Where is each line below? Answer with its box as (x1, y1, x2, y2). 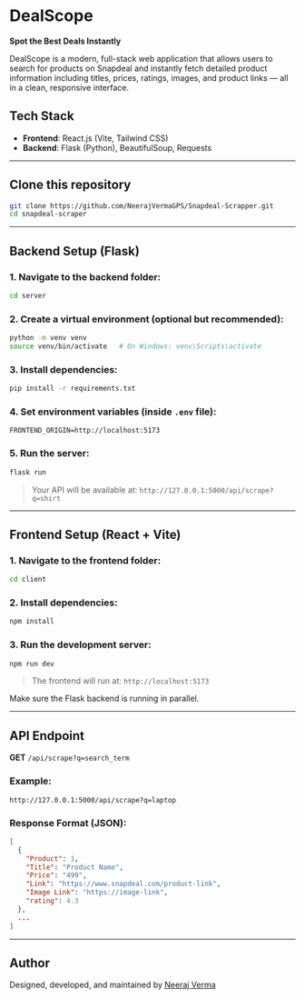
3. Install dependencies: (9, 363, 118, 375)
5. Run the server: (9, 447, 90, 460)
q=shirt (31, 494, 61, 503)
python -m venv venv (9, 334, 88, 343)
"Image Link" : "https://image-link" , (25, 888, 169, 897)
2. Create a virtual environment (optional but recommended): (9, 313, 284, 325)
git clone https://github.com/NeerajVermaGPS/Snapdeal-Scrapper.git (9, 201, 274, 210)
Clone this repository (9, 177, 132, 193)
